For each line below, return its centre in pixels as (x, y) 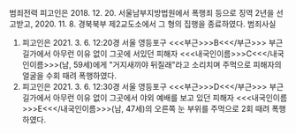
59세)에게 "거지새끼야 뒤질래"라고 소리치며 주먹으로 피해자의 (178, 65)
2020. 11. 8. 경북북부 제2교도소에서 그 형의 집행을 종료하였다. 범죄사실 (156, 24)
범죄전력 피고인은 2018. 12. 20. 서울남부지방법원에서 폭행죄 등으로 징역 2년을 (142, 13)
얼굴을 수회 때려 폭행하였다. (69, 76)
